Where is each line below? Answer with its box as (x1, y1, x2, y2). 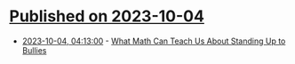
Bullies (21, 44, 47, 55)
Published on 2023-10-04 (9, 6, 204, 27)
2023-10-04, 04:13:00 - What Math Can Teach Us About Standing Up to (21, 36, 286, 46)
